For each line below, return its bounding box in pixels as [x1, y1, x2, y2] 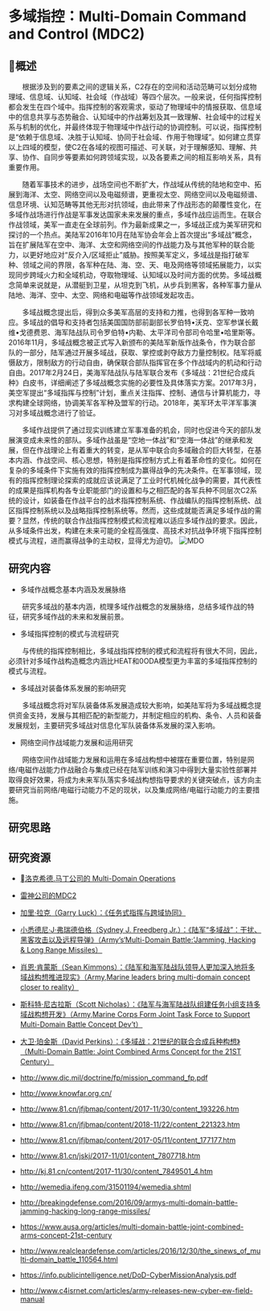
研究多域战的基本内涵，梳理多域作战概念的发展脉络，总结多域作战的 [22, 602, 247, 611]
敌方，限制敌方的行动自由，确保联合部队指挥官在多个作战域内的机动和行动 [14, 358, 262, 367]
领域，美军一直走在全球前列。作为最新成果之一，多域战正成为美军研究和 [22, 220, 262, 230]
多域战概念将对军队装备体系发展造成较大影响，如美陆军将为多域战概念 [22, 700, 255, 709]
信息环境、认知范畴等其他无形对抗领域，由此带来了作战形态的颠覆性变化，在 [8, 200, 262, 209]
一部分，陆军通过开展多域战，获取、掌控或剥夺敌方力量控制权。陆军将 [22, 348, 255, 357]
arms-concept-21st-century [19, 1230, 112, 1240]
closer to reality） [19, 982, 79, 992]
